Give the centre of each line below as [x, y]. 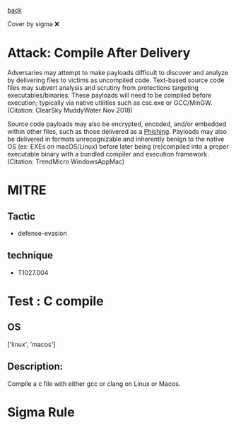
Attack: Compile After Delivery [99, 53]
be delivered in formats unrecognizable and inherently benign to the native [116, 139]
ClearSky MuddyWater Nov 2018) [84, 110]
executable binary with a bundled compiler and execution [91, 154]
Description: [35, 366]
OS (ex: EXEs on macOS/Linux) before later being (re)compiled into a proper [118, 146]
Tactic [21, 216]
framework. [193, 154]
